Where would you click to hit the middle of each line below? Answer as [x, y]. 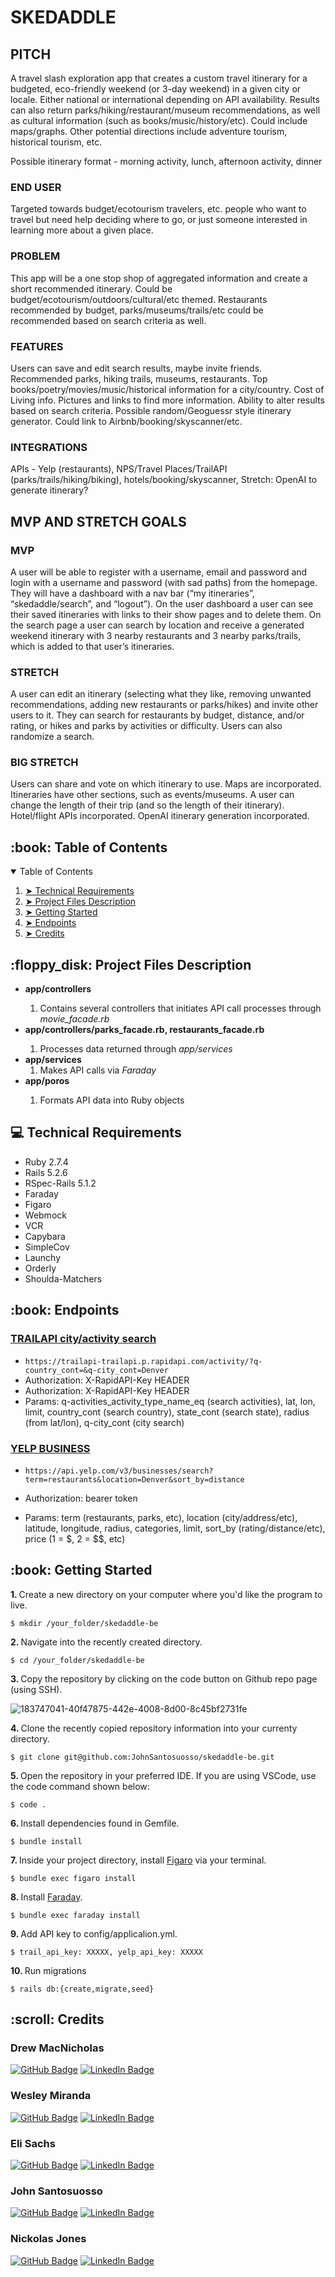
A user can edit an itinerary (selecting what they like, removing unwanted [161, 694]
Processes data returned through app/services [136, 1049]
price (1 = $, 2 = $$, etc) [75, 1538]
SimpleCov [47, 1247]
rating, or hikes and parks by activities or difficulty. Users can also [146, 726]
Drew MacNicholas [57, 2048]
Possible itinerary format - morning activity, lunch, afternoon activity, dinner [166, 161]
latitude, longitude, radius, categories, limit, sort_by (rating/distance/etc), [175, 1528]
